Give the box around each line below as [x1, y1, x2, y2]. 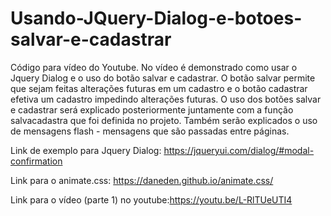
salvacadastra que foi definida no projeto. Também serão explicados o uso [10, 114, 318, 126]
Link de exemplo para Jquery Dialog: [10, 144, 162, 156]
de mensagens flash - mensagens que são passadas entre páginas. [10, 125, 290, 137]
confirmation [10, 155, 63, 167]
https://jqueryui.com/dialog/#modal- [163, 144, 315, 156]
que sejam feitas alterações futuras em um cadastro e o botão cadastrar [10, 82, 308, 94]
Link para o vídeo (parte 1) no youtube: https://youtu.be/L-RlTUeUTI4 [10, 193, 293, 206]
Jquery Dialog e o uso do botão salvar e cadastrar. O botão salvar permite [10, 72, 316, 84]
